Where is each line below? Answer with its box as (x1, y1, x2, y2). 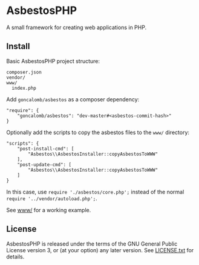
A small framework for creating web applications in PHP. (6, 24, 147, 31)
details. (6, 253, 25, 260)
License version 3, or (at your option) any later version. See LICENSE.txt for (6, 246, 194, 253)
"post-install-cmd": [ (17, 146, 74, 152)
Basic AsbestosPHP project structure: (6, 57, 100, 64)
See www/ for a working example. (6, 206, 91, 213)
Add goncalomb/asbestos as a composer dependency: (6, 95, 140, 103)
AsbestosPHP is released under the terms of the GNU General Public (6, 240, 178, 247)
